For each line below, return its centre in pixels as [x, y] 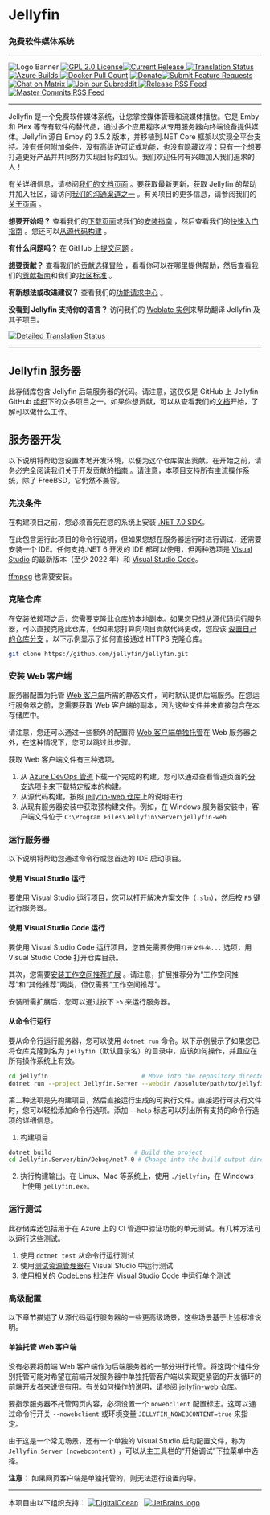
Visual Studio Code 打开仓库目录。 [65, 957]
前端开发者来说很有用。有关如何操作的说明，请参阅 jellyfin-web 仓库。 [125, 1387]
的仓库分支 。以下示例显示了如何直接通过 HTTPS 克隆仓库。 [108, 638]
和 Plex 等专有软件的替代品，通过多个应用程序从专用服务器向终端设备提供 [130, 127]
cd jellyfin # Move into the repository [122, 1076]
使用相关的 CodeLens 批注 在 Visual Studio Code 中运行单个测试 [125, 1275]
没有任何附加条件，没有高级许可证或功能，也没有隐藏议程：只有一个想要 [142, 147]
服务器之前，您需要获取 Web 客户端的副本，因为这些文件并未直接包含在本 [137, 704]
